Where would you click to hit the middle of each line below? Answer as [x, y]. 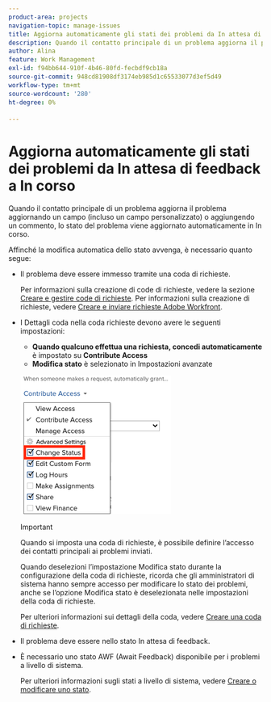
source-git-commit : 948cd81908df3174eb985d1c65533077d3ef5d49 [115, 77]
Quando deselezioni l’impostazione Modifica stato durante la [121, 567]
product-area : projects [48, 17]
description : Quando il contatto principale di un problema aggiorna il [133, 43]
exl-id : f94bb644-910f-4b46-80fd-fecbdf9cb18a [88, 69]
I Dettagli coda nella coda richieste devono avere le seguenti [121, 322]
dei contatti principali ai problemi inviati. [86, 551]
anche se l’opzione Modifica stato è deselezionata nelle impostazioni [134, 593]
